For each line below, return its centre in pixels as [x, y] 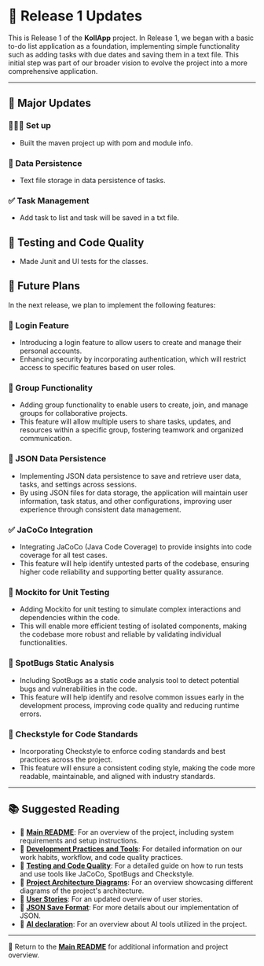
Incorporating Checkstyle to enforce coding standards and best [123, 751]
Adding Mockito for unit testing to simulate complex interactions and [130, 609]
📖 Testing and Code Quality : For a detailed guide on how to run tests [131, 865]
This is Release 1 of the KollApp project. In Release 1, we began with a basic [131, 38]
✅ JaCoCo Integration [51, 530]
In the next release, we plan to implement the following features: [112, 305]
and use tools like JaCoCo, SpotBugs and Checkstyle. [107, 874]
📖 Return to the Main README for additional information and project [118, 946]
